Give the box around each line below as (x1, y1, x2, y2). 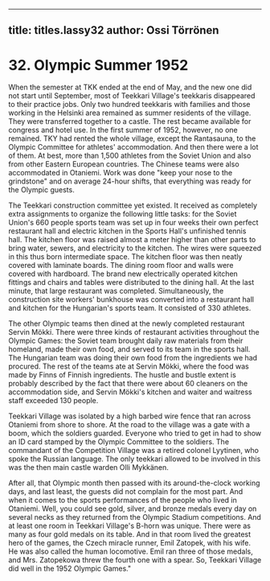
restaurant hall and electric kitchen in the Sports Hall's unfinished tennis (8, 226, 247, 236)
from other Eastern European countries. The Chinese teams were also (8, 159, 239, 169)
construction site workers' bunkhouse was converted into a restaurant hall (8, 295, 255, 304)
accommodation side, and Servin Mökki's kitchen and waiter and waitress (8, 387, 252, 397)
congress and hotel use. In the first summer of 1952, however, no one (8, 126, 239, 135)
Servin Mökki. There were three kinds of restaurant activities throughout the (8, 328, 260, 337)
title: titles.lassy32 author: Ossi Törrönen (8, 23, 219, 37)
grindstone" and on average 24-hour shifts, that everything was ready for (8, 176, 252, 186)
